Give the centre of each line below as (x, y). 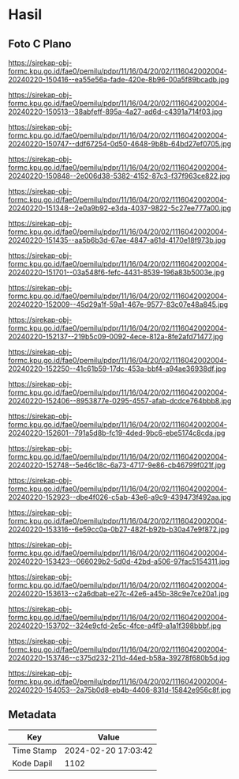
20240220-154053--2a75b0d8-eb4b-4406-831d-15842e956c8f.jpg (119, 690)
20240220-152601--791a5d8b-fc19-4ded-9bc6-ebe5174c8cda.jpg (117, 433)
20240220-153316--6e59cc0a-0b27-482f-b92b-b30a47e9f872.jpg (119, 529)
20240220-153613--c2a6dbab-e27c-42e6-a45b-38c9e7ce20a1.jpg (119, 594)
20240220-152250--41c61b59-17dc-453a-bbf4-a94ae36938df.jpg (117, 369)
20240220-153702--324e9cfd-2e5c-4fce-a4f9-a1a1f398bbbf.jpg (115, 626)
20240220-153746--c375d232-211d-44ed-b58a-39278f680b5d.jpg (119, 658)
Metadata (32, 715)
